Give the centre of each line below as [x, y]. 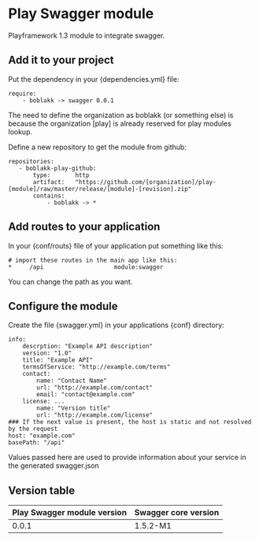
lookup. [20, 131]
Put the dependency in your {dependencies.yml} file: [94, 79]
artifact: [49, 182]
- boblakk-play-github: [57, 168]
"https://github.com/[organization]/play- [146, 182]
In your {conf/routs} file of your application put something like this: [116, 245]
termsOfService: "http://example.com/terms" [96, 367]
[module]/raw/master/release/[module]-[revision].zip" [100, 189]
